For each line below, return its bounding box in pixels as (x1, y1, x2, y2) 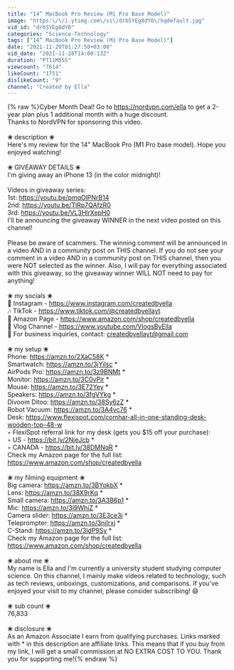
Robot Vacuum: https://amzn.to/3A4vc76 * (7, 405, 133, 414)
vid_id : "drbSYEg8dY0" (7, 23, 75, 31)
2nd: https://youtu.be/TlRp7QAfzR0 (7, 201, 112, 210)
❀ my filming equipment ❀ (7, 474, 85, 482)
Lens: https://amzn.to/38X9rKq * (7, 489, 103, 497)
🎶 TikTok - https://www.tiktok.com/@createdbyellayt (7, 307, 161, 315)
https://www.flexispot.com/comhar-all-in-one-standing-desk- (26, 413, 207, 422)
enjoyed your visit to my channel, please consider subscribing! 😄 (7, 587, 199, 595)
